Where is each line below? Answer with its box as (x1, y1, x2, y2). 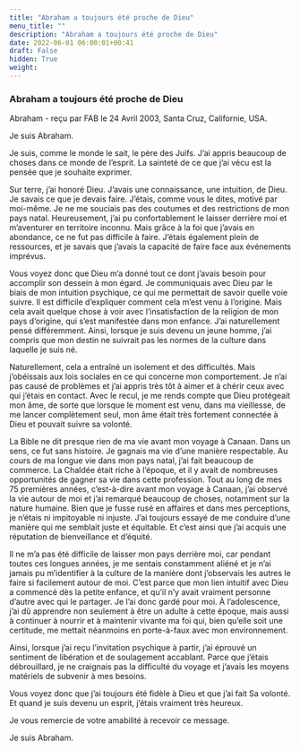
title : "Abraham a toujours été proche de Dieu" (9, 13, 194, 22)
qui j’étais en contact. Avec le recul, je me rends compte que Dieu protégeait (9, 391, 291, 401)
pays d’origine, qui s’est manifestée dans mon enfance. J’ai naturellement (9, 315, 280, 327)
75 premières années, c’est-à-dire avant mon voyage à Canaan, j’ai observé (9, 484, 288, 495)
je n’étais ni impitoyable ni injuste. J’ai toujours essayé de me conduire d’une (9, 513, 291, 523)
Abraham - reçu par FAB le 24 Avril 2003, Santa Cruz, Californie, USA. (9, 113, 268, 124)
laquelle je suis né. (9, 344, 78, 355)
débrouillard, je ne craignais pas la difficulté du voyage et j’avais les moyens (9, 661, 289, 672)
